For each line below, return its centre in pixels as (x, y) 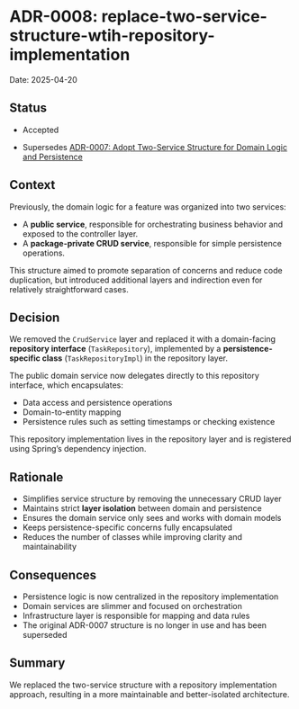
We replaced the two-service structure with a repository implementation (143, 685)
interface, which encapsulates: (67, 385)
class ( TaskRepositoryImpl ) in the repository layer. (135, 358)
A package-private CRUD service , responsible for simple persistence (152, 243)
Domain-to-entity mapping (72, 412)
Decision (35, 317)
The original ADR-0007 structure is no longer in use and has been (145, 625)
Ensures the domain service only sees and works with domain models (152, 518)
